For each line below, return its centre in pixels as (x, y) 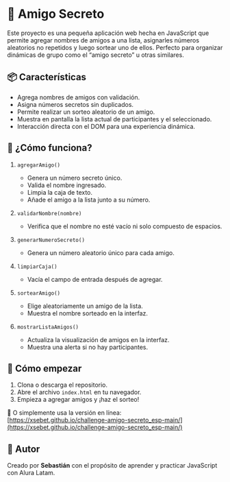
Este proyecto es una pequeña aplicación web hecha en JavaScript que (108, 33)
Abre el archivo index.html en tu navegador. (79, 392)
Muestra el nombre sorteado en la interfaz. (88, 313)
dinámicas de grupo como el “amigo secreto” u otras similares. (96, 55)
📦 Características (47, 77)
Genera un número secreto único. (75, 178)
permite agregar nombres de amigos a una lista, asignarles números (103, 40)
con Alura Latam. (31, 473)
